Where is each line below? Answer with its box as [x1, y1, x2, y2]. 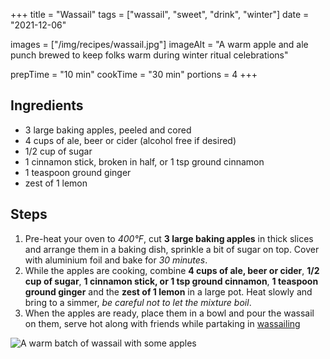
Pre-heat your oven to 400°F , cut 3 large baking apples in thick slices [24, 232, 314, 244]
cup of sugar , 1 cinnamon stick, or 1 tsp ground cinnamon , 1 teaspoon [24, 275, 319, 287]
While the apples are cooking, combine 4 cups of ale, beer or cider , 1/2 [24, 264, 320, 276]
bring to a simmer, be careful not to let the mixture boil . [24, 296, 252, 308]
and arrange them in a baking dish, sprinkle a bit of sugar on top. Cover [24, 243, 320, 255]
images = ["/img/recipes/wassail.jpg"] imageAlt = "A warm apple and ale [10, 39, 309, 50]
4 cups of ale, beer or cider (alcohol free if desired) [24, 134, 237, 146]
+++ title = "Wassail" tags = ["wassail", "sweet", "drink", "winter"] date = [10, 9, 310, 20]
